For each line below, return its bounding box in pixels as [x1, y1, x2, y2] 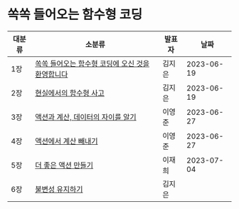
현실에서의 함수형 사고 [35, 88, 105, 98]
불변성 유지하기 [35, 184, 83, 194]
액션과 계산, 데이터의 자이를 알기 [35, 112, 137, 122]
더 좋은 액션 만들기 [35, 160, 94, 170]
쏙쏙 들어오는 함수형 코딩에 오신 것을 [35, 58, 150, 68]
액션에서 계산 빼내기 [35, 136, 98, 146]
